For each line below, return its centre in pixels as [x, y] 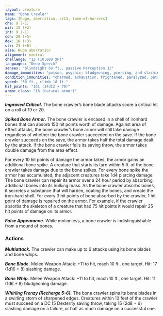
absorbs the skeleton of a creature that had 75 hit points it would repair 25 [79, 206]
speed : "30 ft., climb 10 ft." [37, 82]
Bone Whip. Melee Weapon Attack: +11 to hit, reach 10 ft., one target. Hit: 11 [80, 278]
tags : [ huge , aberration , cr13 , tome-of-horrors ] [56, 18]
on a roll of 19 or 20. [25, 110]
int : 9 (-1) [17, 32]
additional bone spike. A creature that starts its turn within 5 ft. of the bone [79, 165]
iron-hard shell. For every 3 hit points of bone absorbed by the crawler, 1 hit [81, 196]
